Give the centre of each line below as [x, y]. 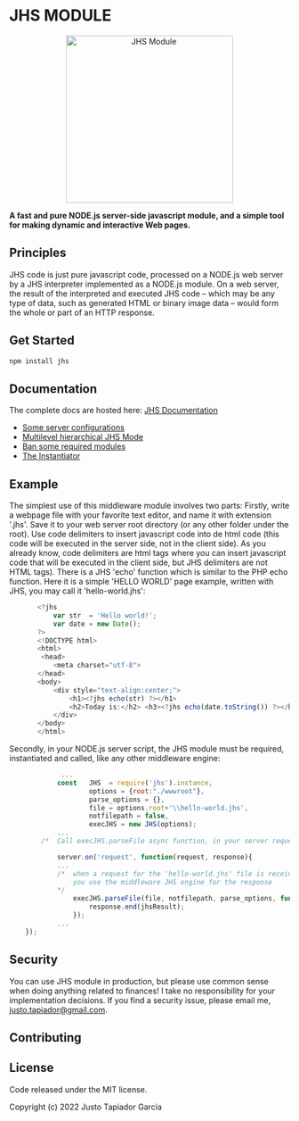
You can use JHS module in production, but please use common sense [139, 981]
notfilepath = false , [129, 816]
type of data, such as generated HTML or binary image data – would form [144, 303]
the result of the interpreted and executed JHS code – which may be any [142, 293]
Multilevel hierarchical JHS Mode [83, 437]
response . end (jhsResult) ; [137, 907]
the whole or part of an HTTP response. [82, 312]
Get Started [42, 340]
